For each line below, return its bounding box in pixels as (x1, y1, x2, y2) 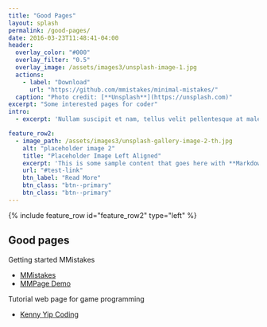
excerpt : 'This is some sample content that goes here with (22, 159, 226, 167)
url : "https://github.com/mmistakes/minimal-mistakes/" (29, 85, 219, 94)
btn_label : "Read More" (22, 174, 102, 182)
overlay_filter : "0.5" (15, 56, 91, 64)
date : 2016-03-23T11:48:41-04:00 (8, 33, 119, 42)
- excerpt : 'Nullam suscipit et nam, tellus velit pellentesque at (15, 115, 244, 123)
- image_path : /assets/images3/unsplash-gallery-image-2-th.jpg (15, 137, 233, 145)
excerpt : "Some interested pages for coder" (8, 100, 158, 108)
